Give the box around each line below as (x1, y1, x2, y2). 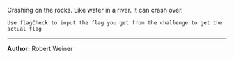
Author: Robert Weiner (7, 45, 73, 52)
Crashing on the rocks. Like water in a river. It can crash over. (7, 6, 183, 14)
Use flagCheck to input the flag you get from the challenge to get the (7, 20, 223, 27)
